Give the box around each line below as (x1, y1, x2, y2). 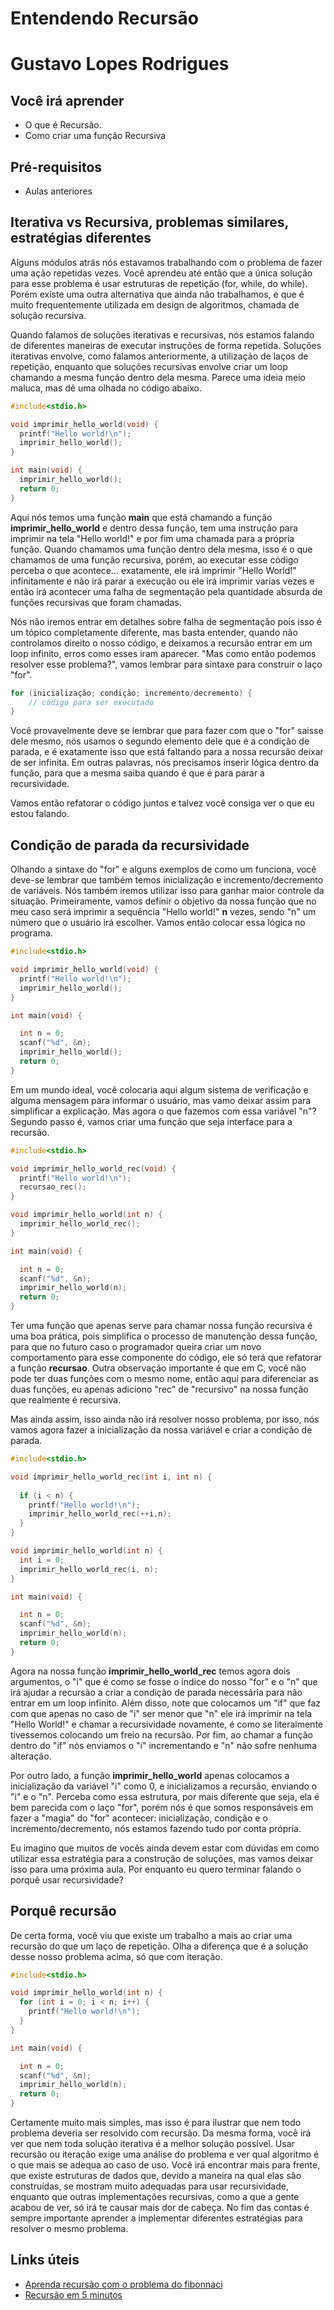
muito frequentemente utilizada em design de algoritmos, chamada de (10, 298, 300, 311)
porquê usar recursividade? (10, 1873, 124, 1886)
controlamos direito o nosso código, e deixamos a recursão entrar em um (10, 637, 313, 649)
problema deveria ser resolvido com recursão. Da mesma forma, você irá (10, 2127, 312, 2139)
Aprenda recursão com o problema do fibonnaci (24, 2278, 223, 2290)
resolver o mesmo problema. (10, 2223, 129, 2235)
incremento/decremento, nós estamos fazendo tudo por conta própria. (10, 1822, 302, 1834)
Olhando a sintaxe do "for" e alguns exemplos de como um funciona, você (10, 863, 317, 876)
